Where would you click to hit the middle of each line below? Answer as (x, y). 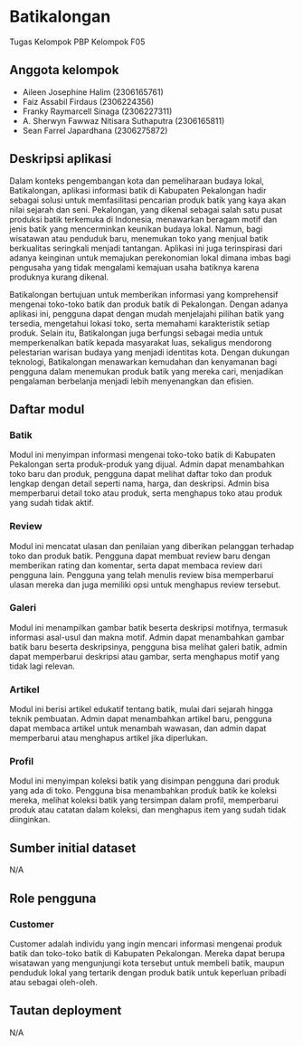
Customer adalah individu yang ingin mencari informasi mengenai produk (146, 944)
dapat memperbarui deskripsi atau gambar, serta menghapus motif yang (145, 656)
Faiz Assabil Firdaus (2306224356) (88, 101)
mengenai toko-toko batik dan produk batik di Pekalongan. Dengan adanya (149, 304)
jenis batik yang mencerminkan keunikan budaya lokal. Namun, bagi (136, 229)
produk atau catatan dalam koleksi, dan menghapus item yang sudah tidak (148, 810)
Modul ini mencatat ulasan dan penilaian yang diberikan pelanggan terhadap (152, 546)
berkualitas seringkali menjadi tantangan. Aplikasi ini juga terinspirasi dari (146, 248)
